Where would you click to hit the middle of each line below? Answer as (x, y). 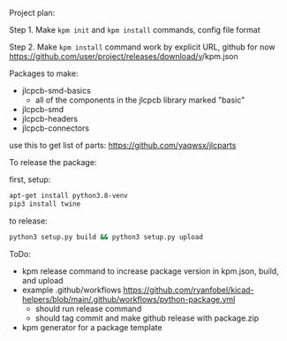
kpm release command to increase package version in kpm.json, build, (151, 271)
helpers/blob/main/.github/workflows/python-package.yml (128, 299)
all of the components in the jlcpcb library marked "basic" (140, 100)
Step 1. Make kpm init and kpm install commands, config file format (135, 30)
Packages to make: (44, 73)
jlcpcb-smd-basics (56, 91)
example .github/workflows (72, 290)
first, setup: (30, 179)
